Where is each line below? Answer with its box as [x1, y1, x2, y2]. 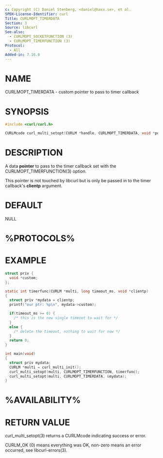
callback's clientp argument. [5, 183, 63, 189]
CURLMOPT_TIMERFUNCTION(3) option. [5, 168, 87, 174]
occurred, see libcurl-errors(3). [5, 447, 68, 453]
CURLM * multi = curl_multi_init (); [9, 364, 81, 370]
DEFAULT [5, 200, 43, 211]
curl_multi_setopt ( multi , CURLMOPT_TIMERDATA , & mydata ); [9, 374, 127, 379]
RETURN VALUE [5, 417, 70, 428]
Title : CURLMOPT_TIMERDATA [5, 16, 60, 21]
